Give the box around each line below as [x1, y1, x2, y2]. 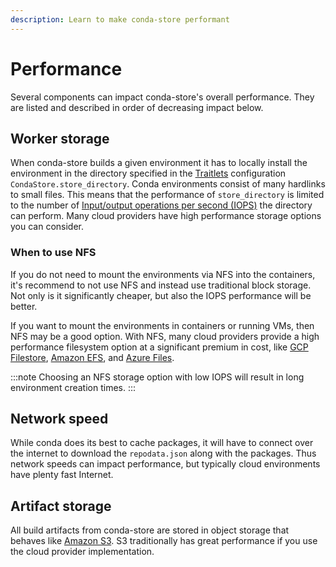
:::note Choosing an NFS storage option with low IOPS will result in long [10, 371, 305, 383]
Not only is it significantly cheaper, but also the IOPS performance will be [10, 289, 312, 301]
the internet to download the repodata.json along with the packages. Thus [10, 447, 317, 460]
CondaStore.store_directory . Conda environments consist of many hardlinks [10, 178, 326, 190]
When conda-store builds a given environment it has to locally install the [10, 157, 308, 169]
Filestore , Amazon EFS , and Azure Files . [10, 351, 175, 363]
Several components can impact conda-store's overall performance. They [10, 91, 315, 103]
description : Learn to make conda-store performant [10, 14, 230, 25]
